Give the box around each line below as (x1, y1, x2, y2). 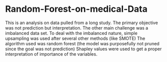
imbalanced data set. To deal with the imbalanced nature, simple (5, 30, 138, 36)
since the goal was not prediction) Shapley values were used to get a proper (5, 46, 162, 52)
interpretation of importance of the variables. (5, 51, 98, 57)
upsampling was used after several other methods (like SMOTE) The (5, 35, 146, 41)
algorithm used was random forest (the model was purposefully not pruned (5, 40, 160, 46)
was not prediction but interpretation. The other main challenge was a (5, 25, 149, 31)
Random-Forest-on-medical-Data (5, 3, 148, 15)
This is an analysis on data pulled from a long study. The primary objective (5, 20, 158, 26)
